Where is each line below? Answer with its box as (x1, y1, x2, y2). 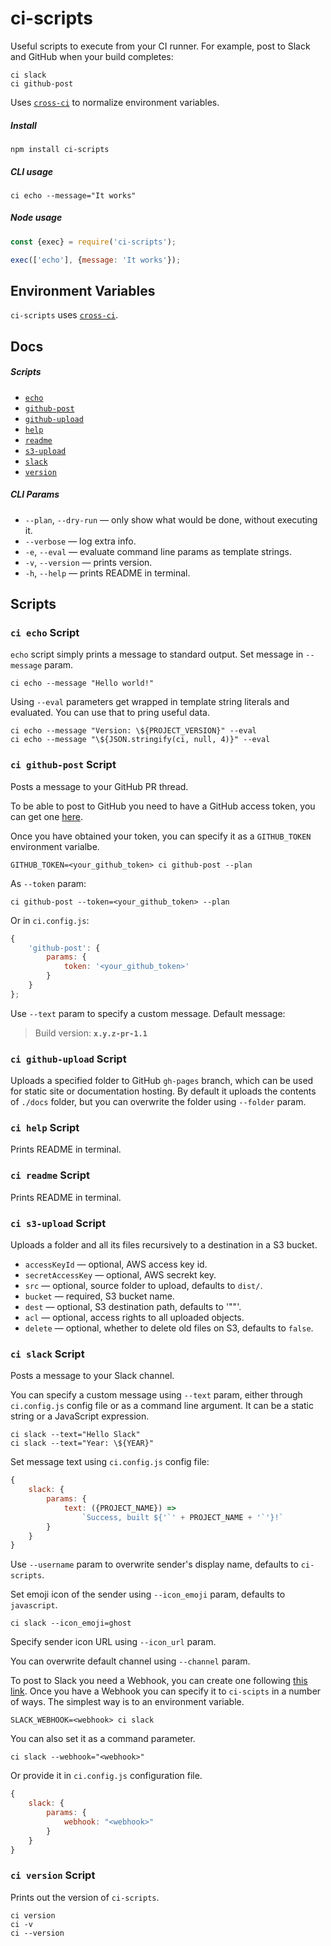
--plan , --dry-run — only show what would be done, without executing (24, 513, 318, 526)
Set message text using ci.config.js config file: (10, 1456, 210, 1468)
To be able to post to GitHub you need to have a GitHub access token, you (10, 800, 316, 812)
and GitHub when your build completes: (10, 50, 174, 62)
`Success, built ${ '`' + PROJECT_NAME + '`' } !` (81, 1512, 284, 1522)
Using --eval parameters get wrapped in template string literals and (10, 696, 290, 708)
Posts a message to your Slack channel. (10, 1370, 175, 1382)
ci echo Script (10, 626, 80, 640)
